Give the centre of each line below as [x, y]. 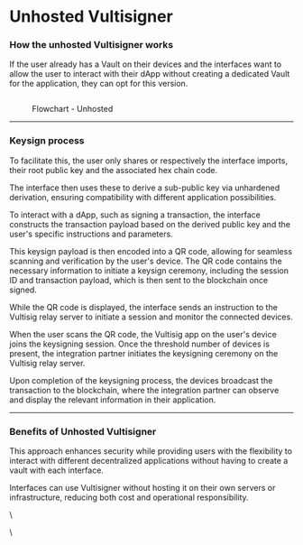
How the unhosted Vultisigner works [92, 45]
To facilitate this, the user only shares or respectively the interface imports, [149, 161]
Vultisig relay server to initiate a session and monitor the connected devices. [151, 317]
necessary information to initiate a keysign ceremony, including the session [149, 270]
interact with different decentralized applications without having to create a [149, 461]
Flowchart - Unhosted [73, 109]
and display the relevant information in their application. [113, 400]
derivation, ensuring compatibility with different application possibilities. [143, 197]
